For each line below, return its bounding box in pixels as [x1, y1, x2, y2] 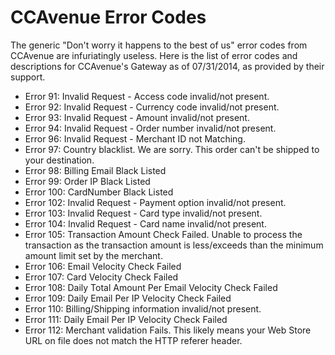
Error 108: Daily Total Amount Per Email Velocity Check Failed [24, 281, 278, 293]
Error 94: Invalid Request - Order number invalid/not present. [24, 122, 277, 134]
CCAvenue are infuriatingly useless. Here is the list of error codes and [10, 49, 298, 61]
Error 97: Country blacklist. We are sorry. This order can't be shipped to [24, 143, 320, 155]
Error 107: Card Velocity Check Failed [24, 271, 179, 283]
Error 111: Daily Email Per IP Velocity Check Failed [24, 313, 228, 325]
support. [10, 71, 46, 83]
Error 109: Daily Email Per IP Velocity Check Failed [24, 292, 232, 304]
